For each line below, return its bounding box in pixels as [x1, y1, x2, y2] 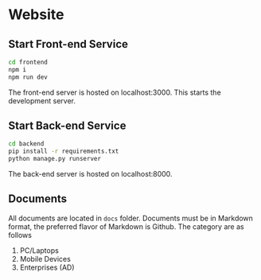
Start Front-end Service [8, 37, 129, 51]
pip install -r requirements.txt [8, 147, 119, 156]
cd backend [8, 140, 45, 148]
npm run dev [8, 73, 48, 81]
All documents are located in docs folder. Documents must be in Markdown [8, 213, 253, 223]
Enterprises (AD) [19, 262, 75, 272]
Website [8, 6, 64, 24]
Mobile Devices [19, 254, 72, 263]
